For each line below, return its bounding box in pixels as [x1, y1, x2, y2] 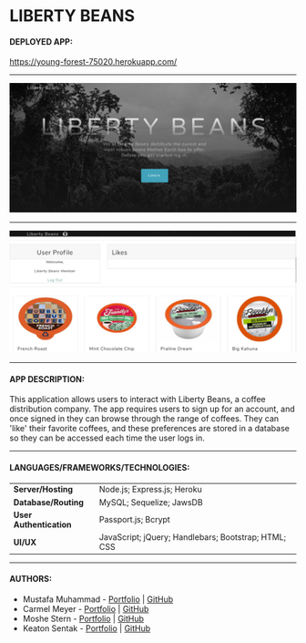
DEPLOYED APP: [9, 36, 73, 47]
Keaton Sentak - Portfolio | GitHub [22, 622, 151, 634]
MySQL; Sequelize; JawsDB [98, 496, 203, 507]
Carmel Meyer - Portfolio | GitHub [22, 603, 149, 614]
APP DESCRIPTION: [9, 373, 85, 384]
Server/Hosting [13, 484, 73, 495]
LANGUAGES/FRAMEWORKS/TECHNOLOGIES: [9, 462, 190, 472]
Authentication [13, 519, 72, 530]
